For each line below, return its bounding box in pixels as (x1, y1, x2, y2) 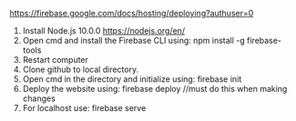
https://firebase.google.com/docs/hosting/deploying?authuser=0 (9, 8, 254, 18)
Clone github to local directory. (22, 64, 139, 75)
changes (22, 93, 56, 104)
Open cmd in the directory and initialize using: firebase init (22, 74, 242, 85)
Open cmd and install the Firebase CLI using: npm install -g (22, 35, 246, 45)
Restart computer (22, 55, 89, 65)
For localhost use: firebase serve (22, 103, 147, 113)
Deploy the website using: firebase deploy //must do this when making (22, 84, 288, 94)
